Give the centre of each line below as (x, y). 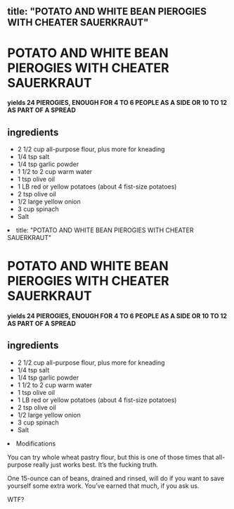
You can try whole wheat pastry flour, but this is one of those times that (111, 457)
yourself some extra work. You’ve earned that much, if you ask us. (103, 486)
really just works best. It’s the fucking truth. (95, 465)
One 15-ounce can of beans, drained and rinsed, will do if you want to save (116, 478)
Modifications (36, 444)
